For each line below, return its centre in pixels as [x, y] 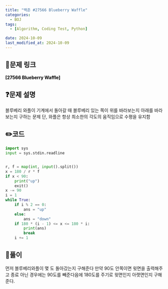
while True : [18, 200]
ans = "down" [37, 219]
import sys [17, 148]
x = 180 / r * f [22, 171]
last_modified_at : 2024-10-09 [37, 43]
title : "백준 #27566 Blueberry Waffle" [47, 10]
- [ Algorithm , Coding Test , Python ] [49, 29]
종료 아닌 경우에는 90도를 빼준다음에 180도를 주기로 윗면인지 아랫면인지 [81, 274]
